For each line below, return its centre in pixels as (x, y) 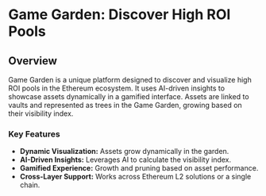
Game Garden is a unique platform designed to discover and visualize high (130, 80)
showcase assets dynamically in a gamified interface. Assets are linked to (129, 96)
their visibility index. (41, 113)
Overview (33, 61)
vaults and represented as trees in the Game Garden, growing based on (125, 105)
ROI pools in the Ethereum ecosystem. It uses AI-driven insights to (116, 88)
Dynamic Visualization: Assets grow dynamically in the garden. (124, 152)
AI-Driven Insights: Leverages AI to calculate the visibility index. (125, 159)
